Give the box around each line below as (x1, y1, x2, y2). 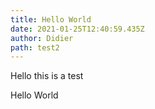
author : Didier (10, 33, 74, 43)
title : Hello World (10, 14, 92, 25)
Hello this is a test (10, 70, 84, 82)
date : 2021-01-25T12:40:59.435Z (10, 24, 145, 34)
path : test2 (10, 42, 60, 53)
